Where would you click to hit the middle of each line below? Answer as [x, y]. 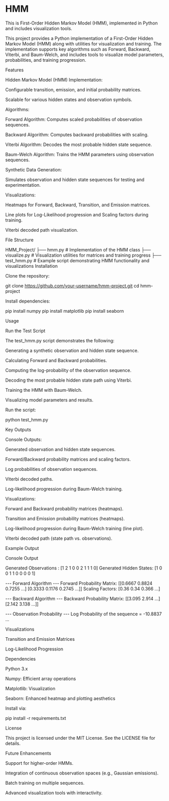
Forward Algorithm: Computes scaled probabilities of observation [74, 119]
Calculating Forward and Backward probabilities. [56, 360]
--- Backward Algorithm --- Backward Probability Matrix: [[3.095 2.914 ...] [83, 598]
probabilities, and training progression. [46, 60]
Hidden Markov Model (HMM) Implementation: [54, 80]
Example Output [22, 548]
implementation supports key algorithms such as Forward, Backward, [78, 49]
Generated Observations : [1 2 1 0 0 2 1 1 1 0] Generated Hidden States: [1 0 [84, 568]
